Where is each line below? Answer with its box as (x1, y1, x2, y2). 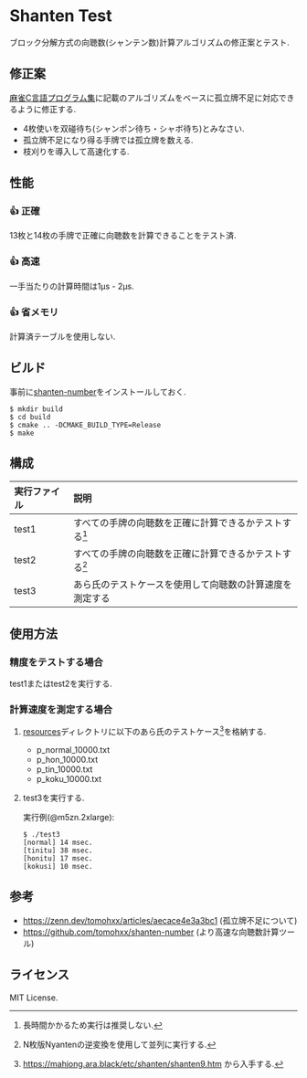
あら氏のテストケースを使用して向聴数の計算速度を (72, 578, 292, 591)
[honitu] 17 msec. (22, 853, 93, 863)
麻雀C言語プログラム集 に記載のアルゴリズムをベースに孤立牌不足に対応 (9, 92, 279, 103)
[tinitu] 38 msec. (22, 846, 93, 855)
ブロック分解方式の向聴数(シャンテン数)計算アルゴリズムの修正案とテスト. (9, 37, 290, 48)
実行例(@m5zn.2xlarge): (22, 811, 115, 822)
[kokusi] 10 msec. (22, 861, 93, 871)
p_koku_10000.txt (36, 773, 102, 784)
